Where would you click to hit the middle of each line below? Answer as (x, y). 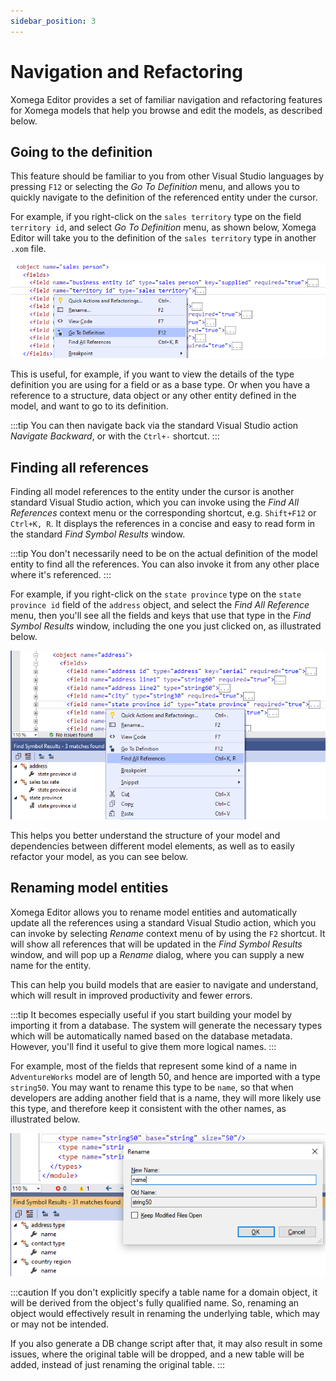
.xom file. (28, 249)
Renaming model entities (89, 888)
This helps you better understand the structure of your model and (145, 836)
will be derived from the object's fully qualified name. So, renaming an (155, 1302)
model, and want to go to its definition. (89, 406)
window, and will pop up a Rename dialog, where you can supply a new (157, 954)
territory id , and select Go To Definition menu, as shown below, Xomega (163, 227)
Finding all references (80, 467)
